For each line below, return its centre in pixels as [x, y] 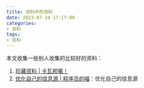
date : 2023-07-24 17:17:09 [41, 18]
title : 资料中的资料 [30, 12]
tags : [13, 35]
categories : [21, 23]
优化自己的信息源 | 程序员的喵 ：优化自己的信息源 [77, 79]
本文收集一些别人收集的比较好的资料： [54, 58]
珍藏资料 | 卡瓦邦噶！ [42, 71]
